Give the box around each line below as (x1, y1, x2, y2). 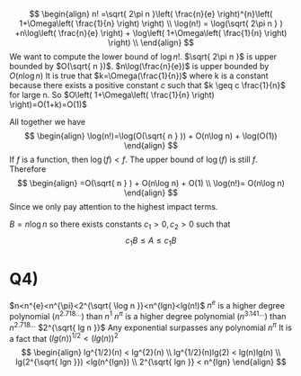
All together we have (9, 117, 86, 127)
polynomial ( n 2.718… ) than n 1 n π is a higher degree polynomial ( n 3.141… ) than (9, 309, 287, 321)
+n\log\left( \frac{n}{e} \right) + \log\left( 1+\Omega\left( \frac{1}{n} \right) (14, 28, 288, 38)
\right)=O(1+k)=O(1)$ (9, 99, 88, 110)
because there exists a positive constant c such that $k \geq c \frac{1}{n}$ (9, 80, 286, 90)
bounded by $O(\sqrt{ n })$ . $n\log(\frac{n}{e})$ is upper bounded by (9, 61, 270, 71)
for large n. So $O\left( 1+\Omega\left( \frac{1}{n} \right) (9, 90, 216, 100)
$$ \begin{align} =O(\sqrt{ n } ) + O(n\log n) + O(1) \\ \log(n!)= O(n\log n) (16, 178, 286, 188)
